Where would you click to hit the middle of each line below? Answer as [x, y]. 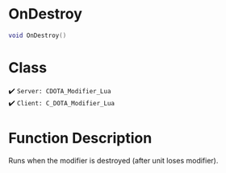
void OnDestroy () [38, 35]
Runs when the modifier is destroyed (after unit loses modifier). [113, 160]
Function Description [80, 138]
